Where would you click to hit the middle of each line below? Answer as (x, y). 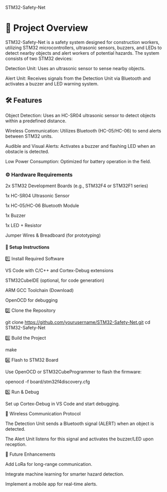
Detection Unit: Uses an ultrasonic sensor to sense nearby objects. (75, 68)
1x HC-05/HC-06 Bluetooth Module (42, 206)
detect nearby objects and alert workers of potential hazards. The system (82, 53)
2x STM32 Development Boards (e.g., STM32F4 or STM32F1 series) (77, 186)
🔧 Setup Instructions (27, 247)
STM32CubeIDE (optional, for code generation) (55, 280)
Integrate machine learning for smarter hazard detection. (65, 474)
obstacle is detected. (27, 151)
